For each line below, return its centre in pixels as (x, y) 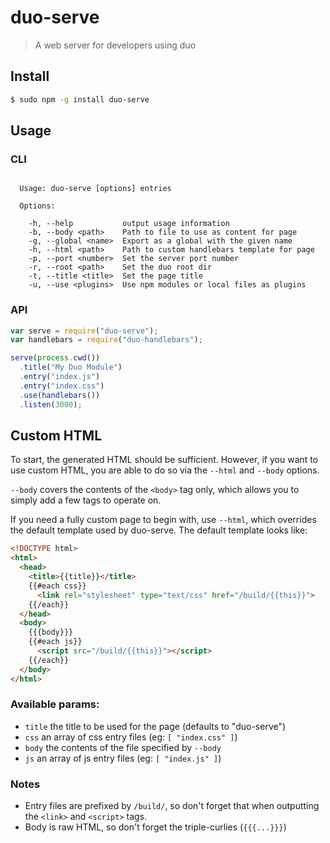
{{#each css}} (57, 586)
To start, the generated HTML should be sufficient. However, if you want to (164, 460)
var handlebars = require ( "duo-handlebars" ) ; (106, 340)
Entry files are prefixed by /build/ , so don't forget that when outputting (172, 806)
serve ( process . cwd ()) (55, 358)
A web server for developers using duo (115, 45)
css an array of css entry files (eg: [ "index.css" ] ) (131, 737)
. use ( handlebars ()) (60, 395)
